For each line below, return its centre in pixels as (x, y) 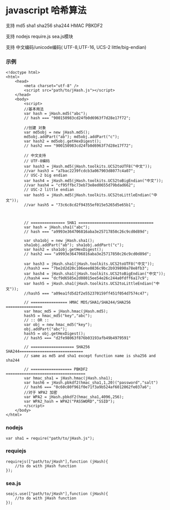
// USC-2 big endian (46, 176)
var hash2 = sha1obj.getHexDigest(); (64, 250)
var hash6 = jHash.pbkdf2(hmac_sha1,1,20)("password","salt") (91, 383)
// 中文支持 (35, 156)
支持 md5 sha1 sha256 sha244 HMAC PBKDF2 (54, 25)
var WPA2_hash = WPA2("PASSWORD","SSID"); (70, 401)
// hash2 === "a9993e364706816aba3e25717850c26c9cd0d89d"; (88, 254)
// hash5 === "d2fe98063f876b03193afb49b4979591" (77, 338)
